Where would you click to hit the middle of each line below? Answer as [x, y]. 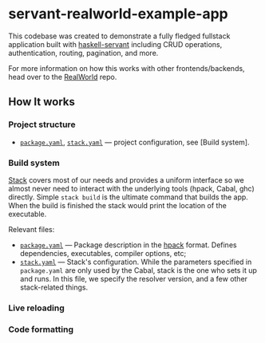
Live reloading [37, 308]
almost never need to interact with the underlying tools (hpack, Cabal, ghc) [132, 188]
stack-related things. [54, 287]
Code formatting [41, 329]
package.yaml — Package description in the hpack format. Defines [128, 245]
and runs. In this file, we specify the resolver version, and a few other [134, 278]
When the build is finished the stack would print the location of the [118, 205]
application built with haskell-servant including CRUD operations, [115, 44]
